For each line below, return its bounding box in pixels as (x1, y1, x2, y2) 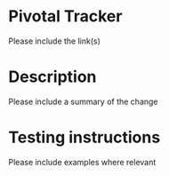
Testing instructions (8, 127, 161, 148)
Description (8, 67, 97, 87)
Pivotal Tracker (8, 6, 123, 27)
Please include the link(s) (8, 36, 101, 46)
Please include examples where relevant (8, 156, 157, 167)
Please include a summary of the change (8, 96, 158, 107)
